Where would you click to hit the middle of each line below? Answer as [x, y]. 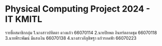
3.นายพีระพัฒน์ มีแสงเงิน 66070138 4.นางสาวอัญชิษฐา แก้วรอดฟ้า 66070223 [71, 38]
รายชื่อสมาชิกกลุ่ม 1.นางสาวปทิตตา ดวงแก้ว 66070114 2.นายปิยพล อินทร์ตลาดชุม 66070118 [81, 32]
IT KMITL [24, 19]
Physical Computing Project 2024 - [78, 9]
